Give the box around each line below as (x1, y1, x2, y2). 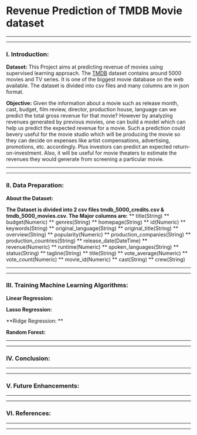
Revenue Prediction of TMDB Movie (6, 4, 183, 18)
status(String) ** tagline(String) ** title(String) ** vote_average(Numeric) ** (6, 249, 188, 256)
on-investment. (6, 149, 43, 156)
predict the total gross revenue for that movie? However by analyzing (6, 112, 173, 119)
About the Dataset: (6, 194, 54, 201)
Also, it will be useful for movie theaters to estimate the (43, 149, 177, 156)
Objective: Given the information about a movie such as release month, (6, 100, 179, 107)
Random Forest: (6, 328, 46, 335)
